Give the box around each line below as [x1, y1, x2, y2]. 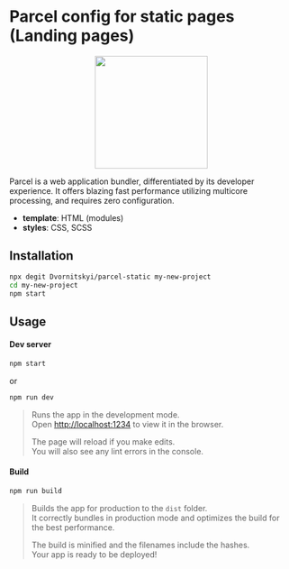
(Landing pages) [9, 25, 135, 46]
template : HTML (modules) [22, 212, 124, 223]
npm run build [9, 486, 63, 495]
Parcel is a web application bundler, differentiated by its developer [9, 176, 255, 187]
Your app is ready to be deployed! [31, 548, 158, 560]
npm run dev [9, 392, 54, 402]
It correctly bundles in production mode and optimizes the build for [31, 512, 280, 523]
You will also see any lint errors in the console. [31, 445, 204, 456]
